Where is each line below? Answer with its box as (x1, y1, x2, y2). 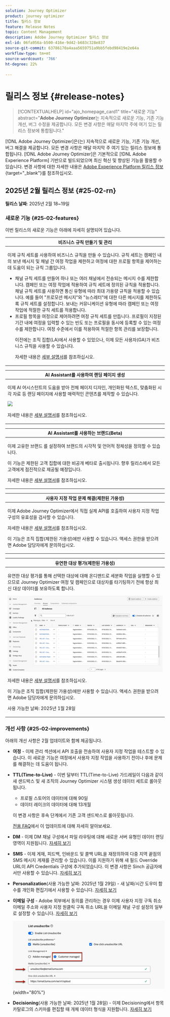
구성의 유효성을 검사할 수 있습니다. (7, 514, 75, 520)
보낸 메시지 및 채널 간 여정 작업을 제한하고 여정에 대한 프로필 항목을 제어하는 (12, 258, 162, 264)
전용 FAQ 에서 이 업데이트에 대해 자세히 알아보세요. (12, 823, 112, 829)
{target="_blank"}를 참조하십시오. (5, 170, 73, 176)
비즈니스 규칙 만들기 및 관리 (58, 239, 112, 245)
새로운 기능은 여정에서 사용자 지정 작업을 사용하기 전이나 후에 (32, 755, 153, 761)
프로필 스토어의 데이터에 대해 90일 (20, 795, 89, 801)
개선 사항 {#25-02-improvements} (5, 725, 90, 732)
